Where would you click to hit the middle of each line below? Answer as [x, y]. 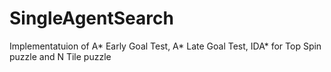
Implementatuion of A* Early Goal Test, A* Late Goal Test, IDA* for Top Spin [165, 46]
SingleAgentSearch [91, 18]
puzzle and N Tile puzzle [60, 56]
